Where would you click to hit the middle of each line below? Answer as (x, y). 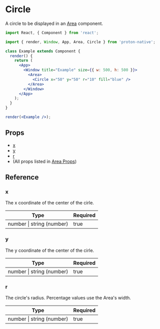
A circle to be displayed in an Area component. (54, 23)
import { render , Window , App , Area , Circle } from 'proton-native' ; (81, 42)
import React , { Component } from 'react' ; (52, 33)
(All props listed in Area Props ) (45, 161)
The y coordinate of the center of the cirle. (50, 250)
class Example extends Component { (43, 51)
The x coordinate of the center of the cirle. (50, 203)
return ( (24, 61)
